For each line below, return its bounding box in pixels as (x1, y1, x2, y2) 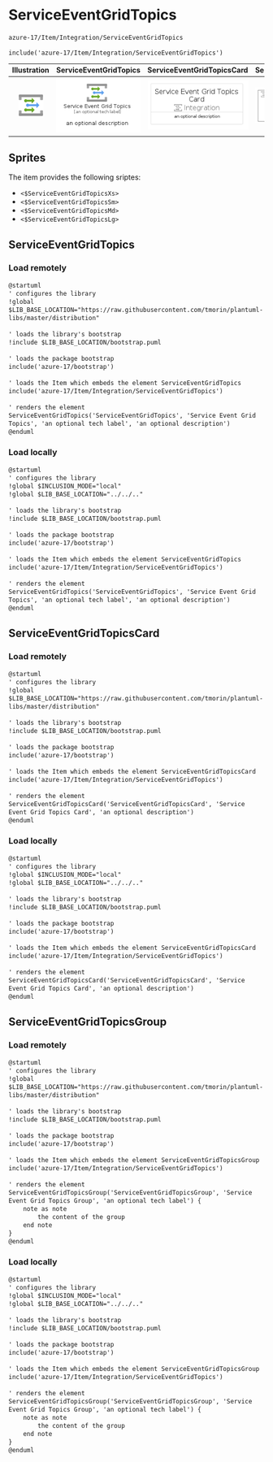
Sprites (8, 150, 46, 164)
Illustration (11, 65, 50, 75)
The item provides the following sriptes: (8, 172, 141, 182)
